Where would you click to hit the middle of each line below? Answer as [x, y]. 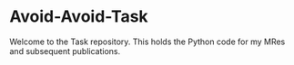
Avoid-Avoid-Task [79, 17]
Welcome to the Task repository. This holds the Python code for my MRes [147, 42]
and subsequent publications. [65, 51]
